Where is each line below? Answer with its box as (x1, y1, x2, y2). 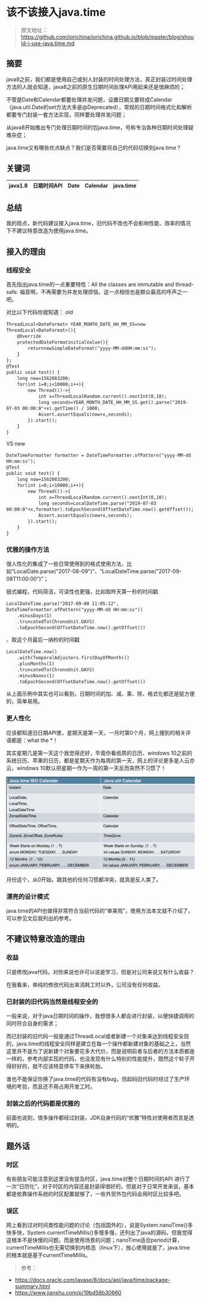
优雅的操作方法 (6, 545, 50, 553)
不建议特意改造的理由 (6, 934, 85, 944)
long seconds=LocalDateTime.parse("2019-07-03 (38, 500, 157, 507)
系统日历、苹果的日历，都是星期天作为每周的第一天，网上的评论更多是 (6, 756, 179, 764)
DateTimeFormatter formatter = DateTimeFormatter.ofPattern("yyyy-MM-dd (6, 452, 191, 458)
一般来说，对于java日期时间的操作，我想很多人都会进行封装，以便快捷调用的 (6, 1012, 194, 1019)
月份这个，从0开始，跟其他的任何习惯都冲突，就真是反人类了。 (6, 875, 162, 883)
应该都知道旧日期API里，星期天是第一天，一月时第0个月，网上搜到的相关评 (6, 729, 191, 736)
